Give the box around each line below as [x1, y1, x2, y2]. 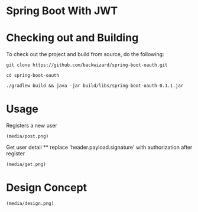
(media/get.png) [6, 161, 46, 168]
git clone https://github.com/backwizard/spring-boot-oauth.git [6, 62, 168, 69]
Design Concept [6, 181, 87, 194]
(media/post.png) [6, 133, 49, 139]
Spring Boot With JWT [6, 4, 118, 18]
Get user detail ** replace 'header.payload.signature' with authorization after [6, 143, 193, 151]
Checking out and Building [6, 31, 139, 45]
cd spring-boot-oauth [6, 73, 60, 79]
